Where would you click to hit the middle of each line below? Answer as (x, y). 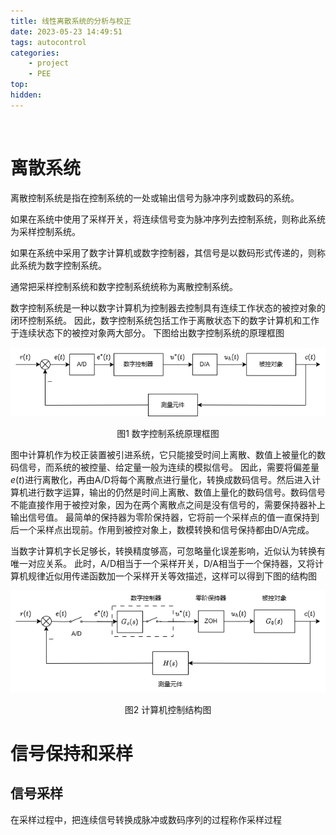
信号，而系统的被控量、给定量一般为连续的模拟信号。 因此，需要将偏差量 (169, 467)
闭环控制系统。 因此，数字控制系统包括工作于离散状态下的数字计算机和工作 (165, 320)
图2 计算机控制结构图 (168, 709)
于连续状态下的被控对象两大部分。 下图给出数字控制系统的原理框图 (147, 332)
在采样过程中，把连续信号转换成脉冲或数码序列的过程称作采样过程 (146, 819)
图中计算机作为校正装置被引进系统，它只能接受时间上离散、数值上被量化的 (163, 454)
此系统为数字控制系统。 (58, 265)
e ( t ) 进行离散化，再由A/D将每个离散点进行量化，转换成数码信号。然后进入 (161, 479)
